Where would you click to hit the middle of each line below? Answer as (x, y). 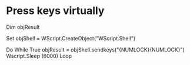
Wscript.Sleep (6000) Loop (39, 56)
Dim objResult (23, 27)
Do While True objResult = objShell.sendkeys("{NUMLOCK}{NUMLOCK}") (96, 49)
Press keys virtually (55, 11)
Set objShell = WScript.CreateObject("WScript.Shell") (71, 38)
